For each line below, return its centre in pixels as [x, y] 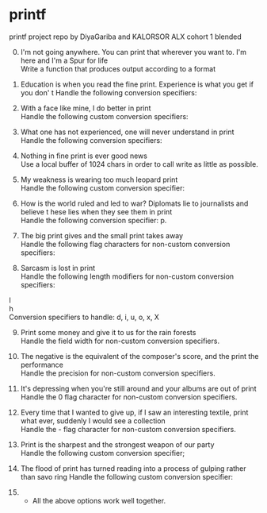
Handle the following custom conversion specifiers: [104, 116]
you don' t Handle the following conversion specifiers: [109, 92]
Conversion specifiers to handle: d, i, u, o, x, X [84, 317]
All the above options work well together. [99, 500]
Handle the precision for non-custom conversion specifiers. [118, 373]
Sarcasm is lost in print [58, 268]
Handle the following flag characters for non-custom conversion [125, 244]
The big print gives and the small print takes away [102, 235]
